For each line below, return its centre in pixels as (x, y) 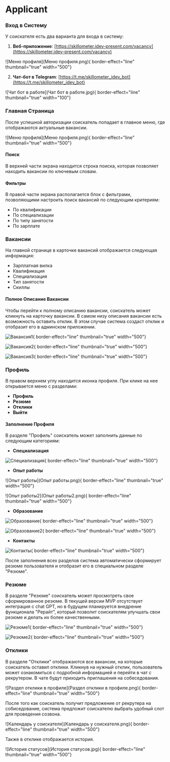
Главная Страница (30, 111)
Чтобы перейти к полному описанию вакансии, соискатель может (78, 311)
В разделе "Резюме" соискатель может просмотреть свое (70, 596)
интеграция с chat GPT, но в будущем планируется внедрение (74, 607)
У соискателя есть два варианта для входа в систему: (65, 36)
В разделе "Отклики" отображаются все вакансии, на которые (74, 661)
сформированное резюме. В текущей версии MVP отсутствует (74, 601)
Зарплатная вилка (32, 266)
